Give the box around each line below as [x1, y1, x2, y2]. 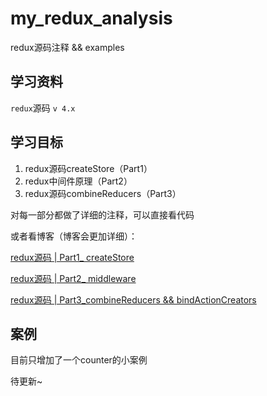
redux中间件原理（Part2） [24, 175, 133, 187]
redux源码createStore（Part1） [24, 162, 153, 174]
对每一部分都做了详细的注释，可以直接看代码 [10, 208, 195, 221]
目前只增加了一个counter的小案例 [10, 354, 148, 366]
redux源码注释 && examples [10, 41, 125, 53]
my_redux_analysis [10, 7, 173, 30]
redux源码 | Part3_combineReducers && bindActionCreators [10, 293, 257, 306]
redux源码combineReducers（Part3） [24, 187, 182, 199]
